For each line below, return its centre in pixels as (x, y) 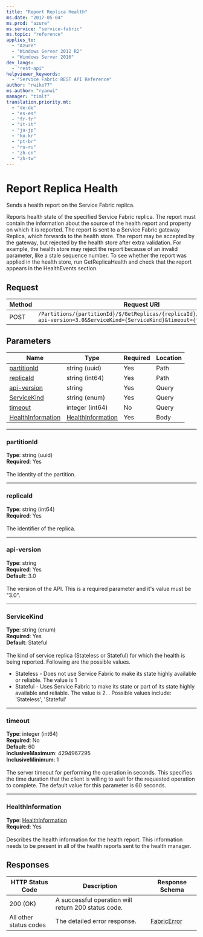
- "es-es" (24, 113)
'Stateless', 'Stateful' (40, 699)
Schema (172, 890)
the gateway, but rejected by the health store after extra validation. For (94, 242)
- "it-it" (24, 125)
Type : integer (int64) (32, 734)
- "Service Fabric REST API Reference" (62, 79)
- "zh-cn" (24, 153)
